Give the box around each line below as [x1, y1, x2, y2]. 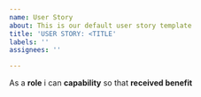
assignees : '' [9, 46, 62, 55]
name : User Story [9, 12, 73, 22]
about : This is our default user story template [9, 21, 192, 30]
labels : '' [9, 37, 50, 47]
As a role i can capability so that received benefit [9, 78, 193, 88]
